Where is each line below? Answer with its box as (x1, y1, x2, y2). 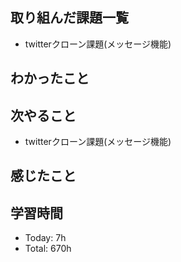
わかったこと (10, 70, 90, 87)
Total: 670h (24, 243, 72, 255)
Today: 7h (24, 232, 67, 244)
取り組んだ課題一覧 (10, 9, 129, 27)
